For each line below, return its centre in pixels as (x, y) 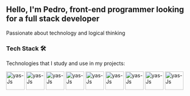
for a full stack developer (53, 19)
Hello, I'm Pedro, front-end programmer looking (95, 10)
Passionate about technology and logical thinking (66, 33)
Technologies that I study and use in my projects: (66, 63)
